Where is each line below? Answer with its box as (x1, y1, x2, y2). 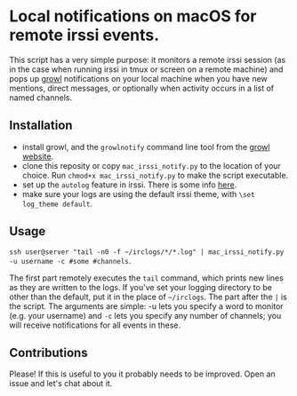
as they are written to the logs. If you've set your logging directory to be (9, 281, 273, 292)
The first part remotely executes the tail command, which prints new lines (9, 273, 285, 283)
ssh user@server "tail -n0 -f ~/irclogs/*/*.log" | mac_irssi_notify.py (9, 247, 285, 257)
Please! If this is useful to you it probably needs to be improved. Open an (9, 368, 276, 379)
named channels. (9, 91, 73, 103)
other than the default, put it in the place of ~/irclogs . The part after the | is (9, 291, 287, 302)
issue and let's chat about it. (9, 378, 113, 389)
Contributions (9, 345, 88, 360)
